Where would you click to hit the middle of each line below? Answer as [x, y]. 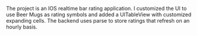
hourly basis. [22, 27]
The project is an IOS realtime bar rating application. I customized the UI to [96, 8]
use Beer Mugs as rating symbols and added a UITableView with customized [99, 15]
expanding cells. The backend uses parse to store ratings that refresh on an [98, 21]
